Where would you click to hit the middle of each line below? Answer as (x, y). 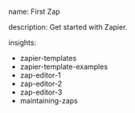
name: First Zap (34, 12)
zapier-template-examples (64, 67)
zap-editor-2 (41, 84)
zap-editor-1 (41, 75)
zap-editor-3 (41, 92)
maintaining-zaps (49, 101)
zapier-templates (48, 58)
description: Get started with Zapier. (68, 27)
